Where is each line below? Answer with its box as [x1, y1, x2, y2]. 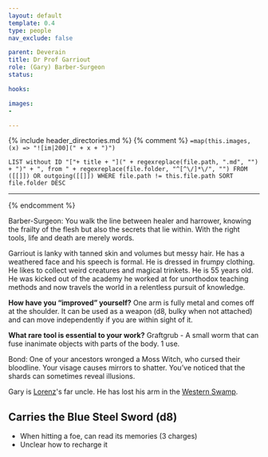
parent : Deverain [8, 49, 66, 57]
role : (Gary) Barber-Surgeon [8, 63, 105, 72]
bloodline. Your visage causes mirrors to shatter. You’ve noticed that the [8, 363, 246, 372]
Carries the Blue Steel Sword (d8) [8, 410, 178, 423]
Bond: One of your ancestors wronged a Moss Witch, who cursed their [8, 355, 241, 364]
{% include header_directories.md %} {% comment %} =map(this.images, [8, 136, 251, 145]
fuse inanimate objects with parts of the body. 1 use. [8, 339, 180, 348]
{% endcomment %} [8, 201, 76, 210]
